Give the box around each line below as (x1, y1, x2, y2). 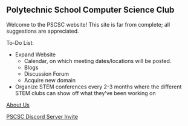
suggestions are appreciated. (6, 27, 80, 35)
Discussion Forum (24, 70, 70, 78)
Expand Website (15, 51, 56, 58)
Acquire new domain (24, 76, 76, 84)
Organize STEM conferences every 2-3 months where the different (15, 83, 182, 90)
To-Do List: (6, 39, 34, 46)
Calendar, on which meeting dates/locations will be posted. (24, 57, 172, 64)
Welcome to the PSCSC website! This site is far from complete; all (6, 21, 170, 28)
